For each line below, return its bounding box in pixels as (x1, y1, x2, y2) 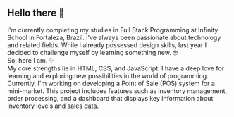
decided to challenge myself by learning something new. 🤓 (7, 48, 178, 56)
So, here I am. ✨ (7, 56, 55, 64)
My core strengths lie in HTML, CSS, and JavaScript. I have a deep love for (7, 64, 224, 73)
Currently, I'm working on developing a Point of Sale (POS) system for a (7, 79, 215, 87)
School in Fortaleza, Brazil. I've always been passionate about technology (7, 33, 221, 42)
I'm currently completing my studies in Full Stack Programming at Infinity (7, 25, 218, 34)
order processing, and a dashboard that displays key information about (7, 94, 214, 102)
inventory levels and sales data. (7, 101, 99, 110)
